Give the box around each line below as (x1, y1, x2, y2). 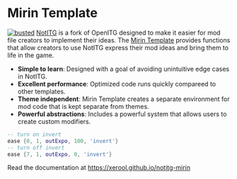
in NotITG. (17, 72, 47, 81)
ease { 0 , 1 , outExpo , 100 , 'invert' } (7, 137, 119, 144)
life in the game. (7, 51, 54, 59)
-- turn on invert (7, 131, 62, 138)
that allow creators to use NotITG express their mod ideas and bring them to (7, 43, 229, 52)
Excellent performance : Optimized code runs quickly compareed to (17, 79, 216, 88)
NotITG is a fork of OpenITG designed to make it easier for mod (36, 28, 221, 37)
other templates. (17, 87, 66, 96)
